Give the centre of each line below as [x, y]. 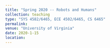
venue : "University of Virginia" [40, 28]
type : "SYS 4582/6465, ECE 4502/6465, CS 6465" [55, 19]
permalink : [16, 24]
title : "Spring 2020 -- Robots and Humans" [51, 10]
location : [15, 38]
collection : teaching [28, 14]
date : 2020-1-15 [22, 33]
